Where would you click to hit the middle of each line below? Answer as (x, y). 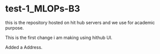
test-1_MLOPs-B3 (43, 9)
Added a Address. (24, 47)
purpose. (15, 27)
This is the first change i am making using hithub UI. (59, 37)
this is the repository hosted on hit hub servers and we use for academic (80, 22)
